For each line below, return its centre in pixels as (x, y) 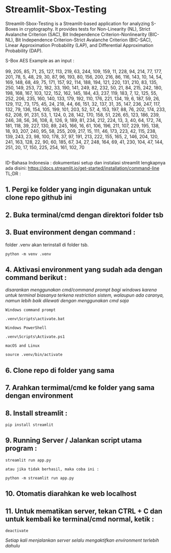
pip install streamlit (29, 425)
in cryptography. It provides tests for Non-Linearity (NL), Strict (85, 29)
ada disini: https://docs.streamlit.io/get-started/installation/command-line (82, 168)
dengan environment (39, 396)
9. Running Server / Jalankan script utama (74, 440)
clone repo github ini (39, 198)
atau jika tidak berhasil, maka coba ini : (52, 469)
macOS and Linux (22, 346)
